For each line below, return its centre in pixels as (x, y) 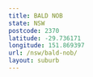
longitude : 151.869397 (46, 46)
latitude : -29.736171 (45, 38)
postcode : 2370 (34, 30)
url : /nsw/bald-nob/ (43, 53)
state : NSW (27, 23)
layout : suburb (34, 61)
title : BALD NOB (36, 16)
